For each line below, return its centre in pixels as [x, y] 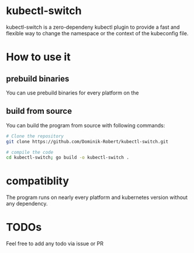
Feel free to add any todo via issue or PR [55, 244]
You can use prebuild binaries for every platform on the [72, 93]
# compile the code [30, 152]
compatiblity [37, 181]
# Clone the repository [35, 136]
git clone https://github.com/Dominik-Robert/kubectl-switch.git [87, 141]
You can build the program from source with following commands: [86, 125]
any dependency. [27, 204]
